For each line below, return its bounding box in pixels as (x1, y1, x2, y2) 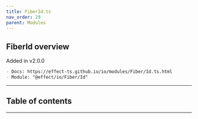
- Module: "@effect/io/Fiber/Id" (6, 75, 88, 81)
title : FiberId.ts (6, 8, 51, 15)
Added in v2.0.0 (6, 57, 45, 65)
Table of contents (6, 96, 72, 107)
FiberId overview (6, 41, 70, 52)
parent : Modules (6, 20, 46, 25)
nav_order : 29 (6, 14, 41, 20)
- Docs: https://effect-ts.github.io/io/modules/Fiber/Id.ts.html (6, 69, 173, 75)
